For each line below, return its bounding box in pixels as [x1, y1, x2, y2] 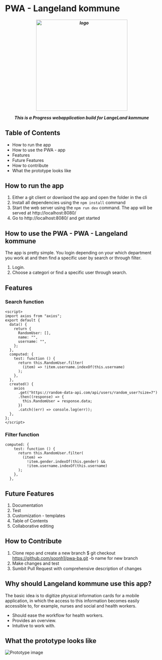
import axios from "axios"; [5, 313, 62, 319]
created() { [9, 381, 34, 387]
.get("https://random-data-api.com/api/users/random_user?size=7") [18, 390, 158, 395]
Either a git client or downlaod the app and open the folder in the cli [12, 195, 147, 200]
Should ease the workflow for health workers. [12, 612, 104, 618]
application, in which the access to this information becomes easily [5, 598, 140, 604]
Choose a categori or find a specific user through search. [12, 269, 127, 275]
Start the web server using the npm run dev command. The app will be [12, 205, 152, 211]
